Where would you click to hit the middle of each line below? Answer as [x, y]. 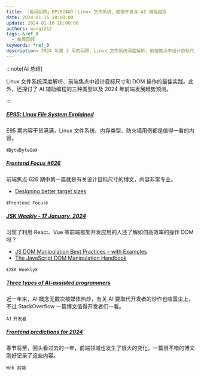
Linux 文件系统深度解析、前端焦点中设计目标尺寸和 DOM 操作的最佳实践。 [97, 81]
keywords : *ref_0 [28, 46]
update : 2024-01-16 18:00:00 [42, 23]
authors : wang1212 [29, 28]
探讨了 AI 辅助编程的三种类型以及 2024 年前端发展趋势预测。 [97, 89]
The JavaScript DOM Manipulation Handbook [71, 258]
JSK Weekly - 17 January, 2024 [46, 216]
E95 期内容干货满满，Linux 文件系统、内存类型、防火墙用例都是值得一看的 [98, 130]
